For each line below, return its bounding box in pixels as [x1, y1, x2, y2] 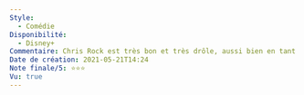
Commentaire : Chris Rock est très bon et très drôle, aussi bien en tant [9, 47, 297, 56]
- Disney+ [17, 38, 55, 48]
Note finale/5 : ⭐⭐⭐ [9, 64, 86, 73]
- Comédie [17, 22, 55, 31]
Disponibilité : [9, 30, 68, 39]
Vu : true [9, 72, 43, 81]
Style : [9, 13, 35, 23]
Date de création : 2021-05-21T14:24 [9, 55, 149, 64]
